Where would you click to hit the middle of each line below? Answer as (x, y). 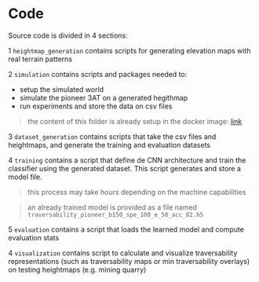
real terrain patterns (40, 59)
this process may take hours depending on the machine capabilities (137, 192)
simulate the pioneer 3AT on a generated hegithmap (104, 97)
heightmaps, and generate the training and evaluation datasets (109, 145)
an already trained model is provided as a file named (112, 207)
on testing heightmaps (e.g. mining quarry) (77, 269)
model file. (25, 177)
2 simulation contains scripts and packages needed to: (98, 74)
